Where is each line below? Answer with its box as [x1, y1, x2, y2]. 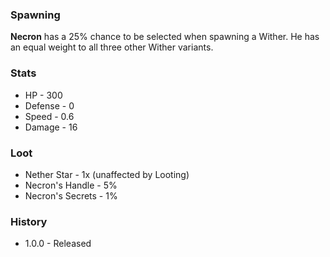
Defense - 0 [24, 99, 75, 112]
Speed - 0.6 [24, 110, 75, 122]
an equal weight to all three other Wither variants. [10, 41, 214, 53]
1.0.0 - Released [24, 238, 92, 250]
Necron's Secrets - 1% [24, 189, 118, 202]
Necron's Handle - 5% [24, 179, 118, 191]
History [10, 214, 48, 228]
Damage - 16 [24, 121, 78, 133]
